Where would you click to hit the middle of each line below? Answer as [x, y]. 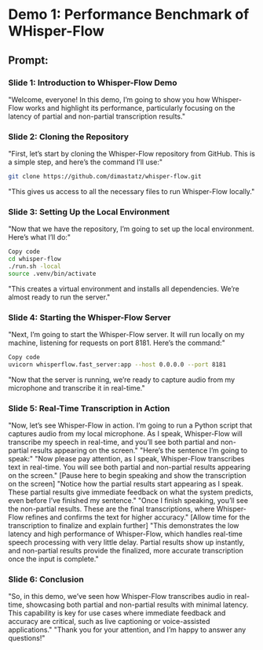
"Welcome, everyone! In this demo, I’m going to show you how [109, 99]
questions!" [27, 638]
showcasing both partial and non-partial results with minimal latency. [137, 605]
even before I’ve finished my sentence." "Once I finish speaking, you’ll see [128, 501]
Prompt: [28, 60]
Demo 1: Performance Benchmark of [129, 15]
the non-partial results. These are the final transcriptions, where [111, 509]
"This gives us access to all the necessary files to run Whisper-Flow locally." [131, 192]
